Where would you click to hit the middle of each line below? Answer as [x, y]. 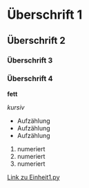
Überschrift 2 [36, 41]
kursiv [16, 107]
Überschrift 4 [30, 78]
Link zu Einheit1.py [33, 177]
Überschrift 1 [45, 15]
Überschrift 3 [30, 60]
